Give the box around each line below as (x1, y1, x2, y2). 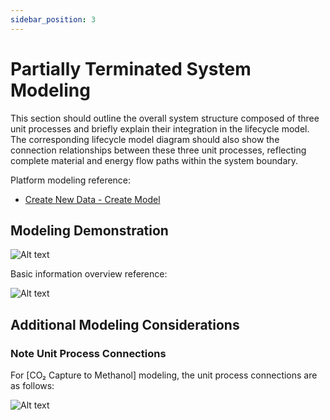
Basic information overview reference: (10, 268, 168, 280)
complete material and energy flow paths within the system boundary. (10, 154, 299, 166)
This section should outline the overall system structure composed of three (10, 112, 320, 124)
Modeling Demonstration (10, 222, 169, 239)
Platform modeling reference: (10, 174, 132, 186)
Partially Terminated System (10, 57, 252, 80)
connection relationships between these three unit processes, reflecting (10, 144, 307, 156)
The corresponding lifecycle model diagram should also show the (10, 133, 280, 145)
